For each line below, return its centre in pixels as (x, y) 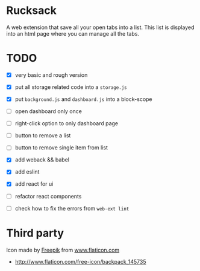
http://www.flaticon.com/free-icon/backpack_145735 (80, 261)
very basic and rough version (51, 75)
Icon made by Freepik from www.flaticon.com (63, 250)
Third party (35, 233)
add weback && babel (42, 160)
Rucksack (32, 11)
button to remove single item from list (61, 148)
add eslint (27, 172)
